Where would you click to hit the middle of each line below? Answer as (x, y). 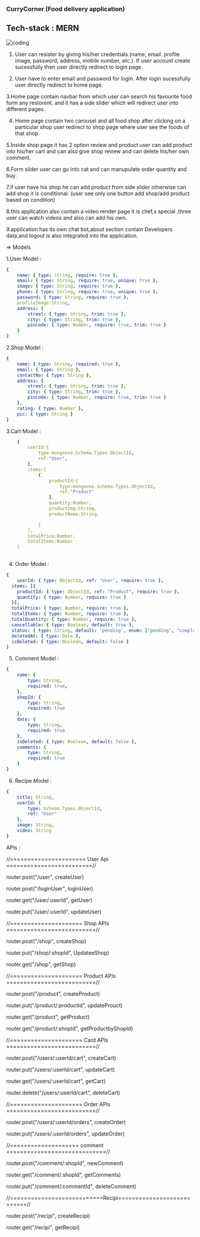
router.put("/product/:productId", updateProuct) (65, 1005)
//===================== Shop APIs (58, 923)
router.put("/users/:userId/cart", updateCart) (60, 1069)
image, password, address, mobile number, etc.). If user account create (102, 60)
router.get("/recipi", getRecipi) (43, 1227)
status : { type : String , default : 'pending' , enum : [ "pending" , (93, 630)
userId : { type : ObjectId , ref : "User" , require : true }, (90, 580)
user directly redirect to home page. (59, 85)
